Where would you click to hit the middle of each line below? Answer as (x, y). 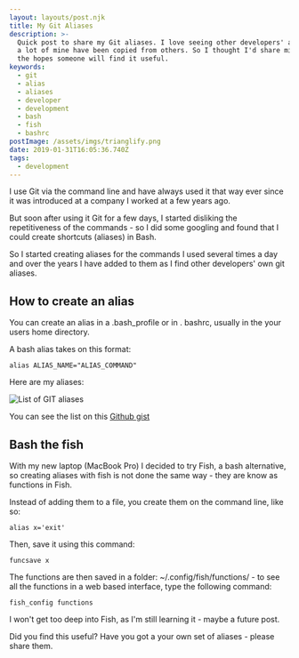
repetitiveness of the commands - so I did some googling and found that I (144, 228)
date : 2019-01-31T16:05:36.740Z (69, 149)
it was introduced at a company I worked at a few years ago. (120, 201)
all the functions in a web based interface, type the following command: (141, 586)
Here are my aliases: (47, 382)
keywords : (28, 68)
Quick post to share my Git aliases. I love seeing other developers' (151, 42)
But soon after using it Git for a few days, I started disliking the (123, 218)
